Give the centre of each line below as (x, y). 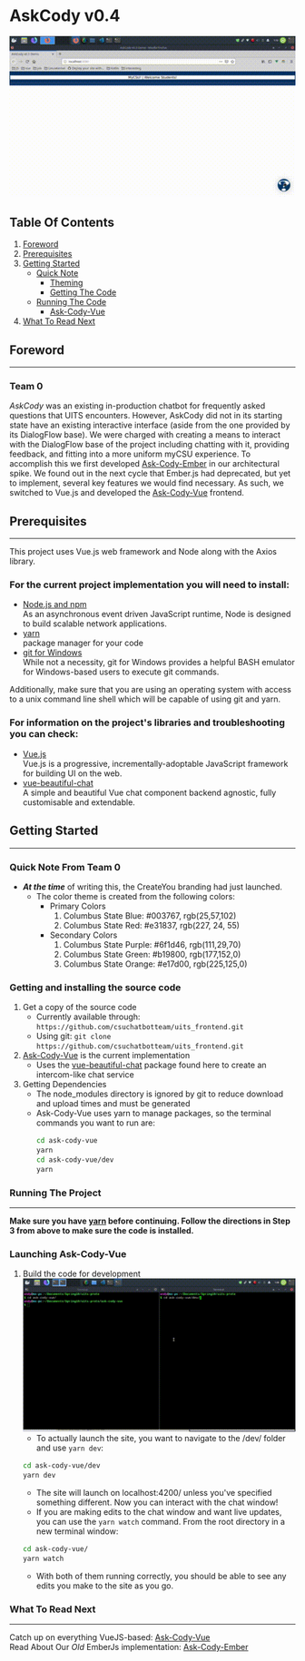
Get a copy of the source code (80, 1007)
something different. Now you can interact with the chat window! (157, 1502)
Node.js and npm (54, 604)
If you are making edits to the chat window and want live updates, (159, 1512)
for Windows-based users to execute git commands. (121, 672)
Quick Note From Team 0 (65, 867)
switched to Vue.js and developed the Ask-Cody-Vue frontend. (127, 493)
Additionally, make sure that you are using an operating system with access (151, 690)
